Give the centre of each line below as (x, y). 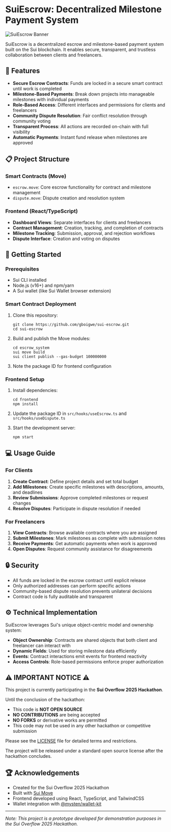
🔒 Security (22, 566)
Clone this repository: (35, 315)
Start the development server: (44, 428)
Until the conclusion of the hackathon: (45, 700)
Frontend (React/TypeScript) (41, 211)
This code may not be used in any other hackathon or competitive (82, 726)
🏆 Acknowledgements (42, 773)
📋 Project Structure (37, 159)
